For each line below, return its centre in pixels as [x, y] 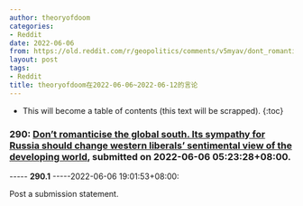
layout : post [34, 60]
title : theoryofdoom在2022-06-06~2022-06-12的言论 [104, 85]
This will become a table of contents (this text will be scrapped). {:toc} [153, 110]
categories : [32, 26]
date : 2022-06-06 [42, 43]
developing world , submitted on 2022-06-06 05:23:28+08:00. [150, 156]
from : [19, 51]
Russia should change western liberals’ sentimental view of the [151, 145]
